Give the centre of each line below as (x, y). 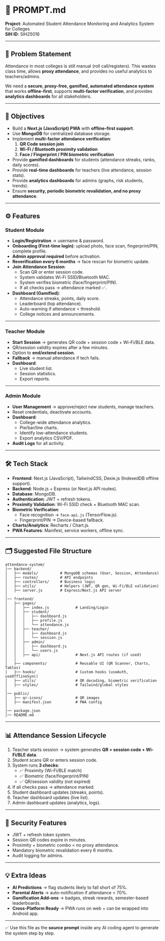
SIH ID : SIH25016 (23, 34)
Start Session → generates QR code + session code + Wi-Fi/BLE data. (83, 342)
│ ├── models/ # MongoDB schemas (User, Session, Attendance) (82, 573)
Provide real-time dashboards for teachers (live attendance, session (82, 170)
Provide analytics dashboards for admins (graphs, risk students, (78, 180)
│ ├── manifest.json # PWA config (54, 702)
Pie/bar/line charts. (39, 427)
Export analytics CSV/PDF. (46, 438)
